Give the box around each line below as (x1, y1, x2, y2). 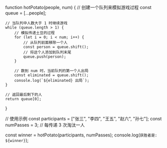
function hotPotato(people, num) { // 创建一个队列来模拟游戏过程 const (5, 5, 152, 10)
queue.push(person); (23, 54, 66, 59)
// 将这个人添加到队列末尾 (23, 50, 71, 55)
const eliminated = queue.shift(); (14, 73, 89, 78)
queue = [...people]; (5, 10, 47, 16)
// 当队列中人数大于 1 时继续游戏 (5, 21, 68, 26)
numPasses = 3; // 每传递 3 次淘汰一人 (5, 122, 85, 128)
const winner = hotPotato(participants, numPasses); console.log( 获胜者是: (5, 132, 157, 138)
